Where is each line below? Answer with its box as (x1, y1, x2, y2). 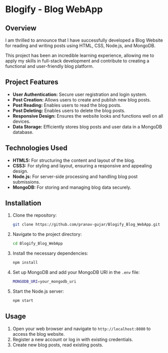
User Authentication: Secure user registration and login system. (12, 91, 148, 97)
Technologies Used (5, 144, 67, 153)
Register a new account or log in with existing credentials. (12, 336, 133, 342)
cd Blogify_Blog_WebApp (12, 241, 63, 246)
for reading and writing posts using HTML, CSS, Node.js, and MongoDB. (5, 43, 156, 49)
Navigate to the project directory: (12, 231, 82, 237)
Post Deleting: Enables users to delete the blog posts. (12, 108, 125, 114)
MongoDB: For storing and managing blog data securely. (12, 184, 132, 190)
